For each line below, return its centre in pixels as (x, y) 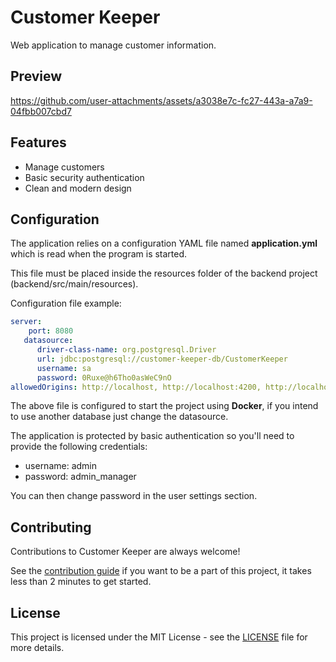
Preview (36, 76)
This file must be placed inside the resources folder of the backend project (164, 273)
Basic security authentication (84, 177)
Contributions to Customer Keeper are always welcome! (125, 552)
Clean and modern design (78, 188)
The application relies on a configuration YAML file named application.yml (164, 243)
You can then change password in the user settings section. (134, 496)
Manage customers (64, 167)
